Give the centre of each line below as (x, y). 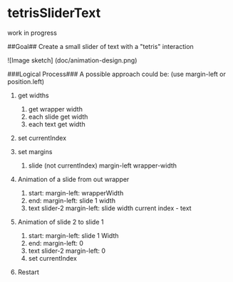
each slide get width (58, 116)
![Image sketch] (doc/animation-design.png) (72, 60)
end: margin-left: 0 (56, 243)
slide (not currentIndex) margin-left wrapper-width (102, 166)
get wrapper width (56, 109)
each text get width (57, 124)
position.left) (26, 81)
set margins (35, 151)
